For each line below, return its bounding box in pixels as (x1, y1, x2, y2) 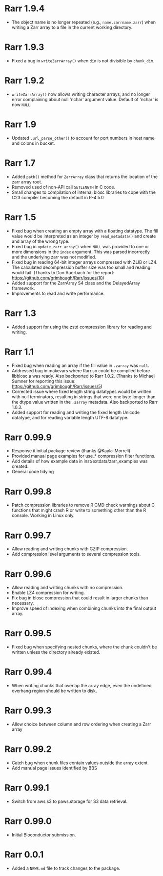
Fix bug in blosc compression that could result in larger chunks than (11, 595, 148, 601)
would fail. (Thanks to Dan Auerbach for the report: (11, 269, 115, 275)
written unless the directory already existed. (11, 649, 101, 655)
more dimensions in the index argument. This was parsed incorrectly (11, 249, 150, 255)
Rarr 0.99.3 (4, 705, 52, 716)
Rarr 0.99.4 (4, 667, 52, 677)
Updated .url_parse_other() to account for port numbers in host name (11, 135, 155, 141)
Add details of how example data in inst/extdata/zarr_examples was (11, 458, 148, 464)
